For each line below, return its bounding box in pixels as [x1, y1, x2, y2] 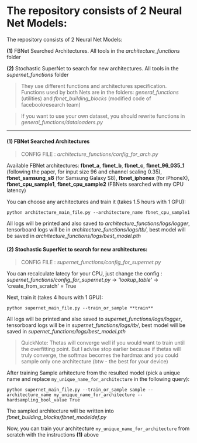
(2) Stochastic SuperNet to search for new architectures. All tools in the [6, 64, 179, 71]
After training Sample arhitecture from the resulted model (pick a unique [6, 369, 181, 376]
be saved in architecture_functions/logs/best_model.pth [6, 233, 141, 240]
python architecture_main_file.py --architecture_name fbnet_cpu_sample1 [6, 210, 191, 216]
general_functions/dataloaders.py [20, 118, 103, 125]
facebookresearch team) [20, 101, 81, 108]
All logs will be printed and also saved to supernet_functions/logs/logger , [6, 315, 182, 323]
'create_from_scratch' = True [6, 282, 77, 289]
